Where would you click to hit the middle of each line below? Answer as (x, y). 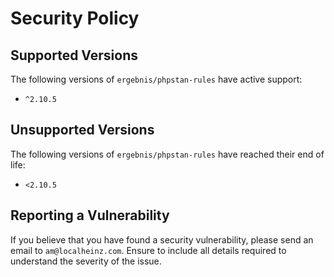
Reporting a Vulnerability (90, 215)
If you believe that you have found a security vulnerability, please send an (162, 239)
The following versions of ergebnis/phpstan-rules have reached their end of (167, 154)
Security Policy (75, 18)
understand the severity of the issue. (86, 261)
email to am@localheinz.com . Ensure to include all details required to (148, 250)
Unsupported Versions (82, 130)
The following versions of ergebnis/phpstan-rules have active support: (156, 79)
